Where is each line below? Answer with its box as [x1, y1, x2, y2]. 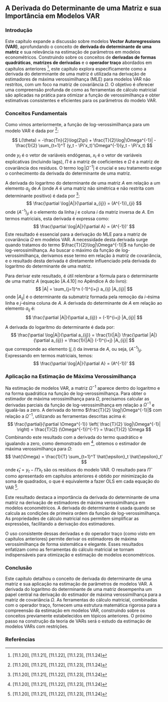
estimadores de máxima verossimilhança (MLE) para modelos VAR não [5, 76, 151, 82]
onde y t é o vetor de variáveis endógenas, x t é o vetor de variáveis [5, 152, 142, 160]
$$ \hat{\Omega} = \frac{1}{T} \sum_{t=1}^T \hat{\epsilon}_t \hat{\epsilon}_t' [5, 453, 163, 459]
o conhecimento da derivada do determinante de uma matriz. [5, 170, 131, 176]
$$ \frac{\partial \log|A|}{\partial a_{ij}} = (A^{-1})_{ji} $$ [26, 200, 142, 207]
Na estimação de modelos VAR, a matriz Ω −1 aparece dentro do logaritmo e [5, 384, 160, 391]
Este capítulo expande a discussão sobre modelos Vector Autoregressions [5, 38, 161, 44]
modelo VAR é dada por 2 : [5, 127, 59, 134]
